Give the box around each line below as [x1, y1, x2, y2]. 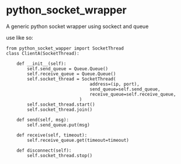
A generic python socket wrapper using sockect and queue [6, 23, 149, 30]
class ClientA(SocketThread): [6, 50, 80, 56]
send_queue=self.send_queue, [89, 86, 161, 92]
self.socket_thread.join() [27, 106, 93, 113]
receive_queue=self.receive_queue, [89, 91, 176, 97]
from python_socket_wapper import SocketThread [6, 45, 124, 51]
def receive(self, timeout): [16, 132, 88, 138]
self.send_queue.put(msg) [27, 122, 90, 128]
